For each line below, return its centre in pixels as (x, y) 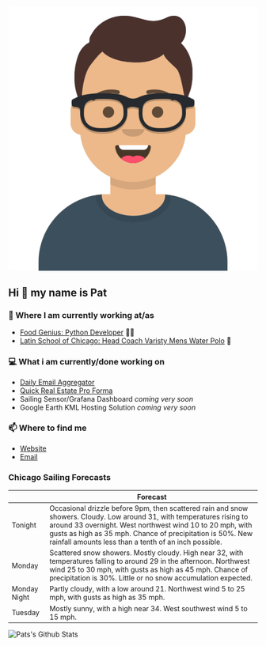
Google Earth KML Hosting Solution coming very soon (108, 407)
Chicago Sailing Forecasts (59, 477)
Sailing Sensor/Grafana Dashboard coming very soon (106, 399)
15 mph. (63, 617)
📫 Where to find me (47, 428)
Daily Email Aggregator (57, 382)
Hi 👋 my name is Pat (58, 292)
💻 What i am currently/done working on (86, 362)
